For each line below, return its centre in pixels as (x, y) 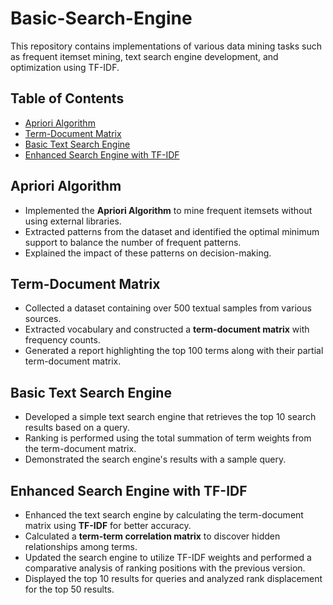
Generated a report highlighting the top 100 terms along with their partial (174, 351)
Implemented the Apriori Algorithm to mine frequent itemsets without (168, 210)
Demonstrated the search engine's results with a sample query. (155, 459)
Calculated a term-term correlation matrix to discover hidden (152, 536)
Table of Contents (67, 98)
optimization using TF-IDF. (65, 67)
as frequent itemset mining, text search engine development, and (144, 56)
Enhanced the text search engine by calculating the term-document (164, 515)
